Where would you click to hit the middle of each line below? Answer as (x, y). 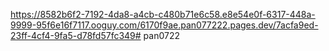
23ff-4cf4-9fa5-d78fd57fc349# (76, 35)
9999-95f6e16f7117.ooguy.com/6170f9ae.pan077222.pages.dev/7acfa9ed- (164, 25)
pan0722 (162, 35)
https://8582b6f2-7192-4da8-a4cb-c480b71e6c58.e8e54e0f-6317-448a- (163, 14)
